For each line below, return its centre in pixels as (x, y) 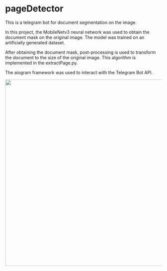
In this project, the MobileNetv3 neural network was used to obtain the (78, 32)
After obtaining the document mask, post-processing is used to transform (81, 52)
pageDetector (34, 9)
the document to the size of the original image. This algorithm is (70, 57)
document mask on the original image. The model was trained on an (75, 37)
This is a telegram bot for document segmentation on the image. (71, 22)
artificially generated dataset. (35, 42)
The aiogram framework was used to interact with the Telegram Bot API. (79, 72)
